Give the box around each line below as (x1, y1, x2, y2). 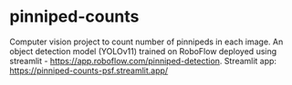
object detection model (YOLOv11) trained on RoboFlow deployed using (9, 45, 277, 56)
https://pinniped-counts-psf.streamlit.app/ (9, 65, 169, 76)
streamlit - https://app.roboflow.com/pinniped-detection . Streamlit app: (9, 55, 276, 66)
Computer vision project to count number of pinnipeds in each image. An (9, 36, 284, 47)
